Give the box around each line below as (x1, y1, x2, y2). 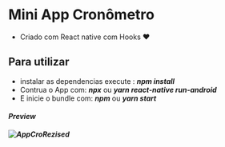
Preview (8, 112, 36, 121)
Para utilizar (8, 55, 70, 69)
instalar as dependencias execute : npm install (19, 76, 175, 85)
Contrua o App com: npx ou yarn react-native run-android (19, 85, 218, 94)
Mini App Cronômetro (8, 6, 155, 24)
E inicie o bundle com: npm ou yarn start (19, 93, 157, 103)
